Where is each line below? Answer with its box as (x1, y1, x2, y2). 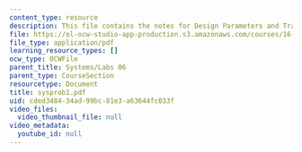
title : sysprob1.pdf (9, 88, 87, 97)
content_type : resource (9, 13, 99, 22)
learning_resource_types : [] (9, 46, 119, 55)
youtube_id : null (17, 130, 83, 139)
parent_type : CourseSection (9, 72, 115, 80)
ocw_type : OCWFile (9, 55, 78, 63)
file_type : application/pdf (9, 38, 115, 47)
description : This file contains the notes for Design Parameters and (9, 21, 280, 30)
